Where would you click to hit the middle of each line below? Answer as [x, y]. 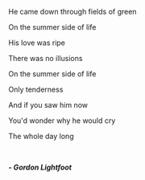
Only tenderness [36, 89]
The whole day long [41, 136]
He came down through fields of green [72, 12]
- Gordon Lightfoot [40, 167]
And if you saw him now [48, 105]
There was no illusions [46, 58]
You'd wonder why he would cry [62, 121]
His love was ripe [37, 43]
